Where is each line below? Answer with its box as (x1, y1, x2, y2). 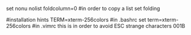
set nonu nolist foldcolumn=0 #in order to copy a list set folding (6, 5, 160, 12)
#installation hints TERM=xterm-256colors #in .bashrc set (6, 16, 146, 23)
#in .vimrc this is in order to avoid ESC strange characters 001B (32, 23, 186, 29)
